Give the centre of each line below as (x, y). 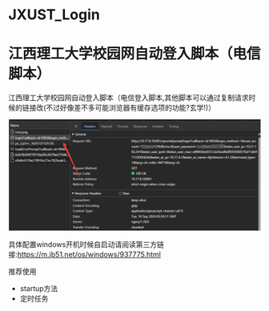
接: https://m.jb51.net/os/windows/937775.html (85, 254)
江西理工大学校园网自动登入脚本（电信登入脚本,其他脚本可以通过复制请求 (129, 98)
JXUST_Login (54, 15)
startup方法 (39, 288)
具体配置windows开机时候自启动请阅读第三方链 (86, 244)
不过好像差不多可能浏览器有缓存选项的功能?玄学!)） (131, 108)
